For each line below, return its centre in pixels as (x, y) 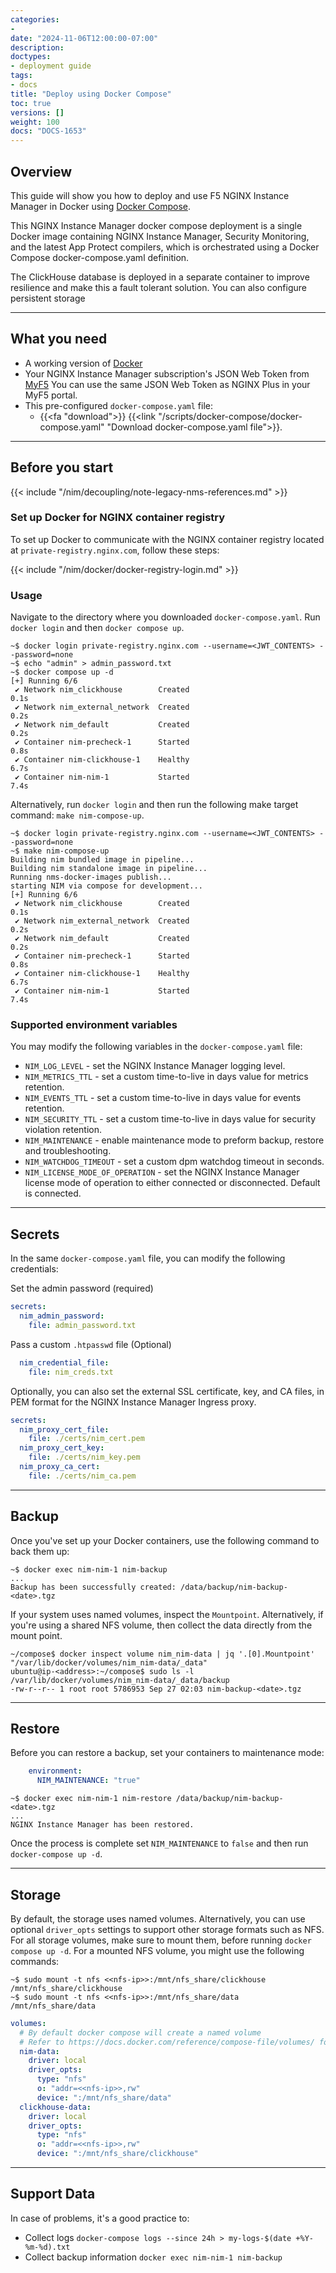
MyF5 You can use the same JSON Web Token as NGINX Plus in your (167, 384)
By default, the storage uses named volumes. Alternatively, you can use (158, 1918)
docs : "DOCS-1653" (48, 131)
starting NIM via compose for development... (106, 886)
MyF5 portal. (51, 395)
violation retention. (63, 1130)
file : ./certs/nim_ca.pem (82, 1476)
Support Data (53, 2194)
